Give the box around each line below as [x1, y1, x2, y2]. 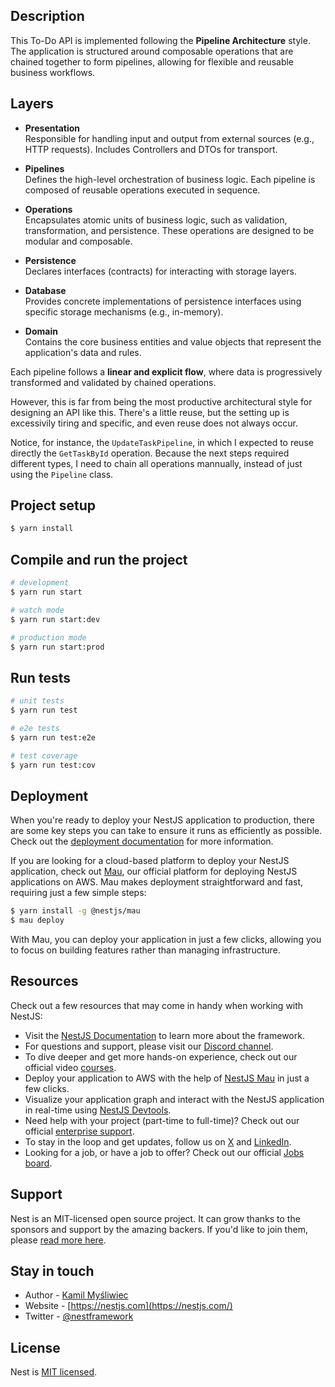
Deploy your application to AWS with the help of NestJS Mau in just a [24, 1072, 310, 1084]
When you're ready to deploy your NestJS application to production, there [10, 814, 315, 826]
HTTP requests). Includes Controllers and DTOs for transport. [24, 143, 278, 155]
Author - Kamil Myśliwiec [24, 1289, 129, 1301]
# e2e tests [10, 723, 60, 733]
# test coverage [10, 750, 78, 761]
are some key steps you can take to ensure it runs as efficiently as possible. [10, 825, 323, 837]
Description [10, 8, 85, 25]
